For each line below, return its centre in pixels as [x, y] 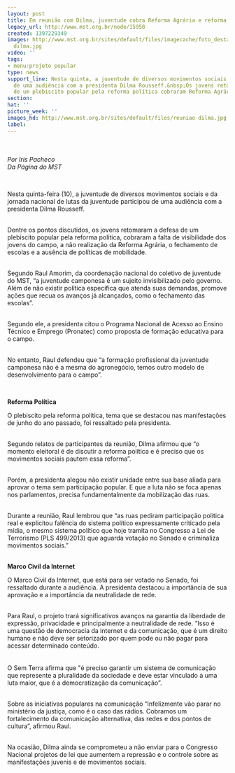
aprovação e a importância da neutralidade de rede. [82, 594]
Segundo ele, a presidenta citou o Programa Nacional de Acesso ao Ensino [115, 323]
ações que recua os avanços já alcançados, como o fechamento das [106, 295]
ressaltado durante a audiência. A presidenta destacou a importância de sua [117, 587]
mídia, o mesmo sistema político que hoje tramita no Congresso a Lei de [111, 530]
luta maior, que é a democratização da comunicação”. [85, 683]
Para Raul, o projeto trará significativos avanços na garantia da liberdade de [116, 615]
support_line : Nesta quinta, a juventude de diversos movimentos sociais [117, 79]
